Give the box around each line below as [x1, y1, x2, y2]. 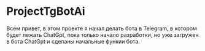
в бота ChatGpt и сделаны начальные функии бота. [6, 37, 140, 45]
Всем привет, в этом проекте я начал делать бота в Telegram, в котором [6, 25, 198, 32]
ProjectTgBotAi [6, 4, 85, 18]
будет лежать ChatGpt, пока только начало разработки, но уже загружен [6, 31, 199, 38]
